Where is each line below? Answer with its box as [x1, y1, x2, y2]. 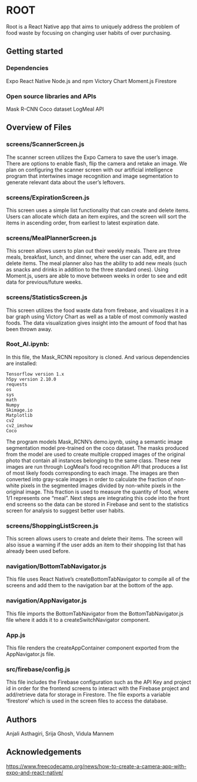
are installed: [6, 360, 38, 367]
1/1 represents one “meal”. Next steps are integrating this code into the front [6, 494, 190, 501]
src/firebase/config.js [6, 665, 71, 673]
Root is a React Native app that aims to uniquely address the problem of [6, 23, 180, 30]
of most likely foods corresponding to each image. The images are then [6, 469, 179, 476]
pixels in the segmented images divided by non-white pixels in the [20, 482, 181, 489]
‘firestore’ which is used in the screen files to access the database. [6, 697, 168, 704]
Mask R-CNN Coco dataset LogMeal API [6, 105, 104, 112]
